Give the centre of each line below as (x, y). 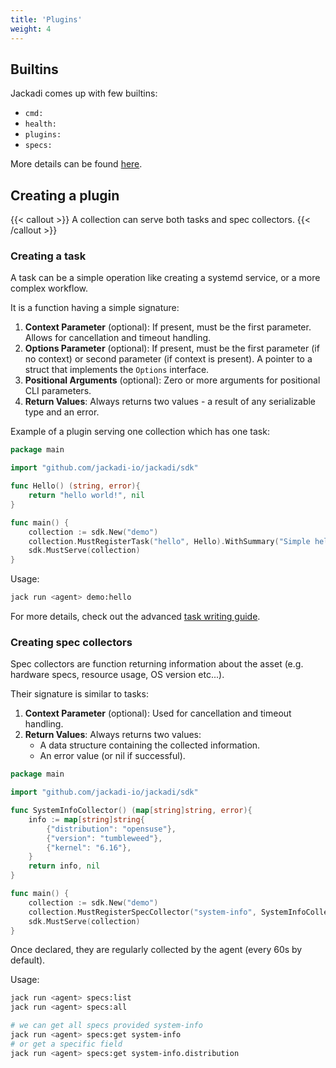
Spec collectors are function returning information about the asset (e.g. (157, 664)
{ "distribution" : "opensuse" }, (111, 829)
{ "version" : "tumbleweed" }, (104, 838)
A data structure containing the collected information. (150, 745)
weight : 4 (31, 29)
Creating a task (48, 256)
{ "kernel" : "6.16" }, (89, 847)
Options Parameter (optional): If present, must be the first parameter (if (172, 348)
